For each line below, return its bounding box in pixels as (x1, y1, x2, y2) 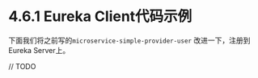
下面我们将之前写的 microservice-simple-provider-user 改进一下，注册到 (8, 35, 251, 45)
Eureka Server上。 (8, 45, 70, 55)
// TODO (8, 61, 36, 71)
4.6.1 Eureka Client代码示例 (8, 7, 192, 26)
